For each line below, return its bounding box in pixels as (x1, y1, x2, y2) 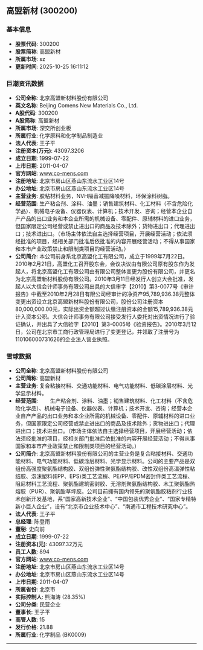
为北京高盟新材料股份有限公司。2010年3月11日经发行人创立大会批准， (14, 275, 188, 282)
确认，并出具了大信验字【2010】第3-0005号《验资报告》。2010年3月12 (20, 320, 197, 328)
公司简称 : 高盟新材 (14, 375, 61, 382)
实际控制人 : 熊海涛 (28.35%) (14, 593, 86, 601)
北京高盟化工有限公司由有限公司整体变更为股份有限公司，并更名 (36, 267, 195, 275)
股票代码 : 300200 (14, 40, 60, 47)
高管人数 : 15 (14, 616, 45, 623)
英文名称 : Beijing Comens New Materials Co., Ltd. (14, 101, 138, 109)
